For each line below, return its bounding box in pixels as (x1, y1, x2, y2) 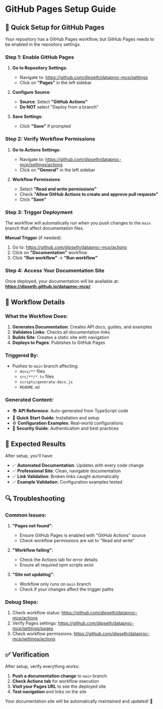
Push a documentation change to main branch (12, 673, 107, 679)
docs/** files (19, 369, 45, 374)
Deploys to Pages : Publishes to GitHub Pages (12, 339, 105, 345)
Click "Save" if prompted (19, 123, 71, 129)
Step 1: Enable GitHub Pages (5, 53, 74, 60)
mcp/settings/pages (12, 626, 53, 632)
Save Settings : (12, 113, 43, 119)
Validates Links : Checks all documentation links (12, 329, 110, 335)
